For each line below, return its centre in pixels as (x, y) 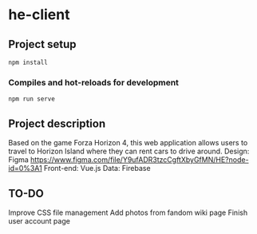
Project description (57, 123)
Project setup (43, 44)
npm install (28, 62)
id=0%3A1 (25, 169)
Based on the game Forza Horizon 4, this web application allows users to (128, 143)
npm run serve (32, 99)
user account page (39, 220)
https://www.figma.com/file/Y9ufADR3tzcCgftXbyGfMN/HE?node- (140, 160)
